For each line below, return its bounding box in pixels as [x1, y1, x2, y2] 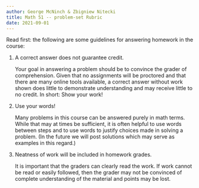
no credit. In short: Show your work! [14, 91, 103, 98]
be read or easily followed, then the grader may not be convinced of [14, 169, 182, 176]
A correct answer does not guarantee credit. [14, 54, 124, 61]
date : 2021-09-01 [6, 20, 49, 26]
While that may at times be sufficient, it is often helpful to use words [14, 121, 182, 128]
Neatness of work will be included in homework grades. [14, 151, 152, 158]
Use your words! [14, 103, 55, 110]
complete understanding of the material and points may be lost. [14, 175, 171, 183]
